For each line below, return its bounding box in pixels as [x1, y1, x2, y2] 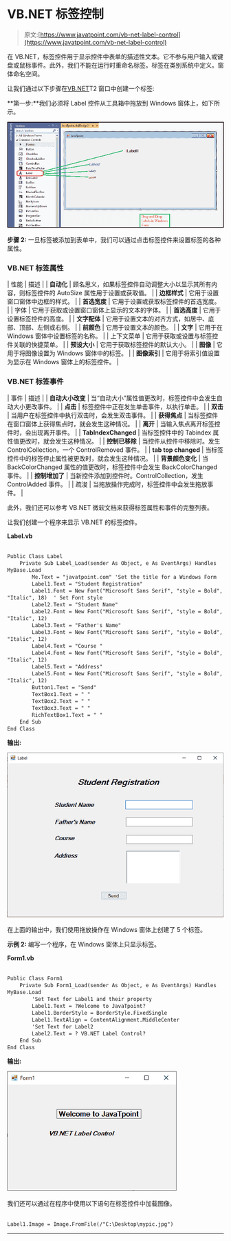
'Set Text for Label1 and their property [32, 996, 153, 1003]
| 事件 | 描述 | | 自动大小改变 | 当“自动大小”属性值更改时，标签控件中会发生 [7, 394, 217, 402]
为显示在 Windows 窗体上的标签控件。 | [7, 358, 119, 366]
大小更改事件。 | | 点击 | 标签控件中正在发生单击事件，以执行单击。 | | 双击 [12, 402, 223, 410]
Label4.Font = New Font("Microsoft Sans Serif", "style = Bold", [32, 649, 223, 656]
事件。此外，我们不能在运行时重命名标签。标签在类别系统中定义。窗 [30, 61, 224, 69]
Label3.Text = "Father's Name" [32, 622, 122, 628]
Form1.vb [7, 954, 34, 962]
